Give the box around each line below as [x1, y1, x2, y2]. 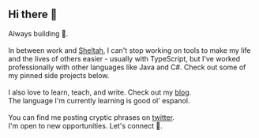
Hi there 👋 [8, 8, 58, 21]
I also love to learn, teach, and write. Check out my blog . [8, 88, 192, 97]
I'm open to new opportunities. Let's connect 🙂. [8, 121, 163, 130]
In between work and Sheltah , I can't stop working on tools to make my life [8, 45, 251, 55]
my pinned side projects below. [8, 70, 110, 80]
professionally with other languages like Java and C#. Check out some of [8, 62, 246, 72]
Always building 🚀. [8, 28, 69, 38]
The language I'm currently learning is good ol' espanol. [8, 95, 190, 105]
